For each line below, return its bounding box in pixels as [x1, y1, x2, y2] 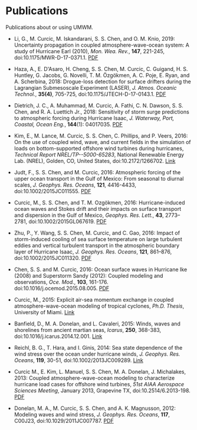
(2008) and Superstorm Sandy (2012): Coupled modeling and [14, 272, 163, 279]
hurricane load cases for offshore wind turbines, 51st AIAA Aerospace [14, 380, 184, 387]
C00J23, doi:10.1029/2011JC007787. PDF [14, 417, 114, 424]
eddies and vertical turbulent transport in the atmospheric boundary [14, 242, 180, 249]
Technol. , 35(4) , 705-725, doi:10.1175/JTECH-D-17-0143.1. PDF [14, 90, 166, 97]
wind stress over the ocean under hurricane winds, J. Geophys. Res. [14, 350, 180, 357]
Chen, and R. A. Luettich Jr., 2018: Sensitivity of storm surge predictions [14, 108, 189, 115]
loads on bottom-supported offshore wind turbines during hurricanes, [14, 145, 184, 152]
